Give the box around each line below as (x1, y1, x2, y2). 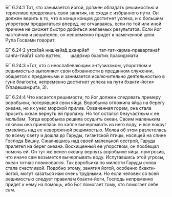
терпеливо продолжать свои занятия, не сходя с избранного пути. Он (5, 10, 159, 16)
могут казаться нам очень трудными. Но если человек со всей (20, 170, 159, 176)
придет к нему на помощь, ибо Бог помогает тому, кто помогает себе (5, 182, 159, 187)
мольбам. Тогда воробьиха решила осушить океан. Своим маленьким (5, 116, 160, 122)
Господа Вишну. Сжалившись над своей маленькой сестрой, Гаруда (5, 138, 156, 144)
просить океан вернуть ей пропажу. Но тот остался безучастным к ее (5, 110, 160, 116)
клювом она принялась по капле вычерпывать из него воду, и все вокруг (5, 122, 167, 127)
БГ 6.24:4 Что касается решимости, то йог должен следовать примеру (5, 94, 161, 100)
